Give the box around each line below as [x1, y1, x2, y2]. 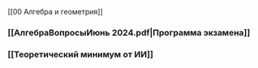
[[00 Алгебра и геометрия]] [7, 7, 103, 16]
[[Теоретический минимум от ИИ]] [7, 49, 153, 60]
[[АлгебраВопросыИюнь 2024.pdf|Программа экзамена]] [7, 27, 251, 38]
